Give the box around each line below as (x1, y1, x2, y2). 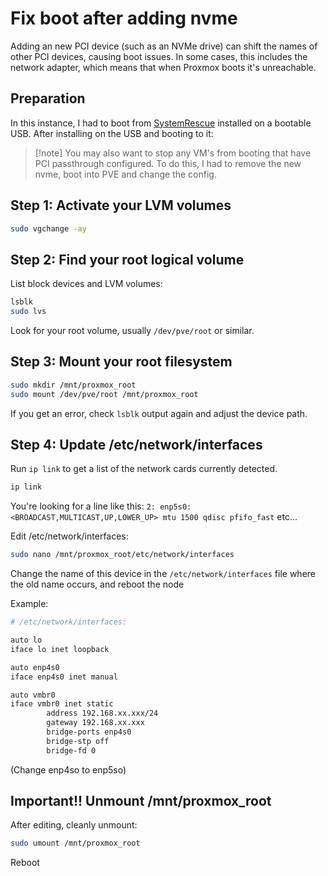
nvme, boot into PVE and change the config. (34, 168, 217, 180)
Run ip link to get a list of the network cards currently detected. (10, 463, 278, 475)
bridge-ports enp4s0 (46, 727, 132, 737)
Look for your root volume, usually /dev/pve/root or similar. (10, 325, 255, 336)
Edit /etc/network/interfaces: (10, 530, 129, 542)
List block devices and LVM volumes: (10, 278, 163, 290)
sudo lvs (10, 307, 47, 317)
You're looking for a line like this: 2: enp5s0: (10, 500, 192, 512)
